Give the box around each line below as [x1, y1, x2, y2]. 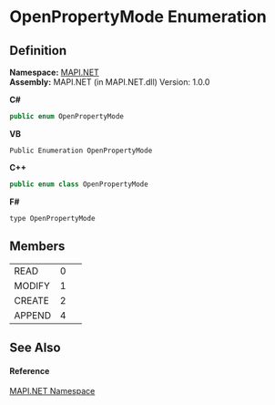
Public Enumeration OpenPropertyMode [9, 146, 153, 155]
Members [9, 239, 66, 254]
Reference [9, 365, 50, 376]
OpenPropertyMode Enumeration [9, 6, 267, 27]
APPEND [14, 308, 52, 321]
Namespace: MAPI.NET [9, 67, 100, 78]
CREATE [14, 294, 50, 306]
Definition [9, 43, 66, 58]
